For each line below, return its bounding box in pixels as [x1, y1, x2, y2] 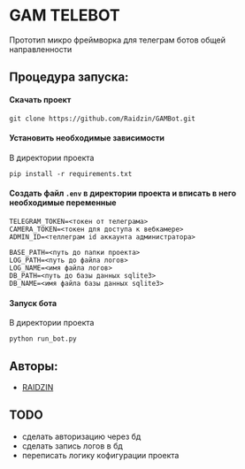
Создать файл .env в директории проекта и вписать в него [9, 188, 237, 199]
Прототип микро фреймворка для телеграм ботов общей [9, 35, 226, 45]
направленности [9, 43, 73, 54]
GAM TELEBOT [9, 5, 121, 26]
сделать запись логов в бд [21, 440, 124, 451]
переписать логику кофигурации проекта [21, 450, 180, 460]
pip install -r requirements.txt [9, 169, 133, 178]
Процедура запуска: [9, 70, 129, 85]
